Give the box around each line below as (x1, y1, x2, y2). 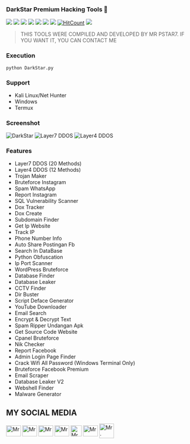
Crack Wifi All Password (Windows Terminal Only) (14, 360, 135, 367)
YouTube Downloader (14, 303, 67, 310)
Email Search (14, 310, 47, 317)
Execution (6, 52, 36, 60)
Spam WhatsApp (14, 185, 56, 192)
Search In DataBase (14, 248, 63, 255)
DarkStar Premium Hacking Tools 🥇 (6, 5, 108, 13)
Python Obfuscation (14, 253, 63, 260)
